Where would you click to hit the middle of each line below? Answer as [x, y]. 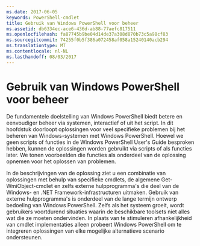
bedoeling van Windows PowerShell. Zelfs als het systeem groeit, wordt [95, 205]
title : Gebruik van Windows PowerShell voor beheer [72, 23]
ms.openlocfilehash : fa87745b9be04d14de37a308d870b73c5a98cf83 [87, 34]
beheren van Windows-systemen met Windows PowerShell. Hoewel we [95, 135]
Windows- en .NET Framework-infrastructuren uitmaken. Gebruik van [92, 192]
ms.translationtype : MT [36, 46]
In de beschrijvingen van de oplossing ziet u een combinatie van [86, 173]
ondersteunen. [24, 237]
